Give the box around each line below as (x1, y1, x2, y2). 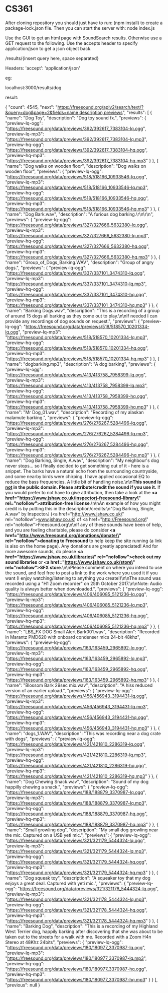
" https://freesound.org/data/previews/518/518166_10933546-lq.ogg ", (5, 173, 147, 179)
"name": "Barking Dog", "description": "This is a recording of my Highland (5, 923, 158, 929)
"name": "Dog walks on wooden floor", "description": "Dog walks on (5, 163, 146, 169)
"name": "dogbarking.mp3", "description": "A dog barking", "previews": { (5, 361, 156, 367)
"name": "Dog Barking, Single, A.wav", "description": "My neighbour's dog (5, 457, 159, 464)
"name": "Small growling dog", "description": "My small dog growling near (5, 827, 158, 833)
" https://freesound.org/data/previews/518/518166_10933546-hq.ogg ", (5, 195, 149, 201)
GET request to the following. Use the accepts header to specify (5, 40, 138, 46)
